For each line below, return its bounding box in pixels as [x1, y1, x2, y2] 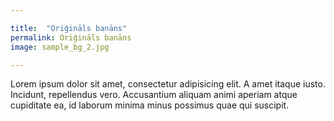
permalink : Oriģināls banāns [10, 32, 132, 43]
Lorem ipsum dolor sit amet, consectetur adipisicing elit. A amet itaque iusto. [10, 78, 326, 90]
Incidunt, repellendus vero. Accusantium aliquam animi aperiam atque [10, 89, 298, 101]
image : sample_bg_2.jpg [10, 42, 110, 52]
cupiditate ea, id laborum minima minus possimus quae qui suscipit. [10, 99, 290, 111]
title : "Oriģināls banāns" [10, 23, 128, 33]
